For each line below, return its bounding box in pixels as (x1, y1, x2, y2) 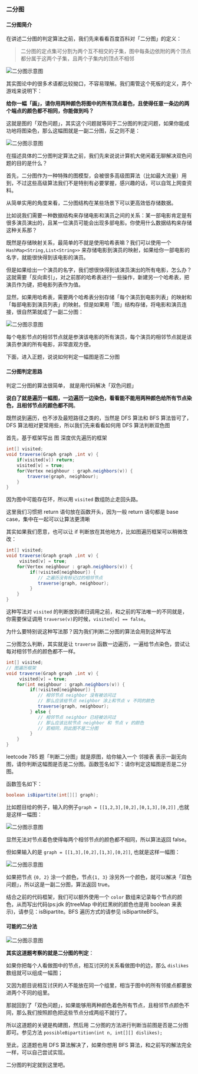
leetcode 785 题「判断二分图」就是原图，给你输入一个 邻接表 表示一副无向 (6, 753, 187, 761)
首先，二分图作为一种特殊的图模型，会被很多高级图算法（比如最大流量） (6, 172, 181, 179)
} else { (29, 709, 51, 715)
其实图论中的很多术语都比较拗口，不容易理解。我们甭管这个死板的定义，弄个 (6, 80, 192, 87)
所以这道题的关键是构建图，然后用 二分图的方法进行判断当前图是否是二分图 (6, 1022, 189, 1029)
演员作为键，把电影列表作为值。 (6, 281, 84, 288)
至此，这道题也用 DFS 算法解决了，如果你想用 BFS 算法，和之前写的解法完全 (6, 1042, 192, 1049)
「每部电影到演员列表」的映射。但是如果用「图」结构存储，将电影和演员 (6, 301, 181, 308)
